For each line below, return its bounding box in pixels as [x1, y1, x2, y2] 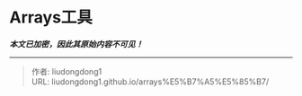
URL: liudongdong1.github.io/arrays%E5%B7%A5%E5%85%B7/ [31, 76, 270, 87]
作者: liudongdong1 [31, 65, 102, 76]
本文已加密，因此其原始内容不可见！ [9, 39, 144, 49]
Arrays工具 [9, 7, 93, 28]
